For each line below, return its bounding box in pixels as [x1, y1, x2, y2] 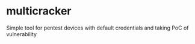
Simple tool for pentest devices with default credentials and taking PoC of [6, 24, 189, 31]
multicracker [6, 4, 72, 18]
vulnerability [6, 30, 37, 37]
